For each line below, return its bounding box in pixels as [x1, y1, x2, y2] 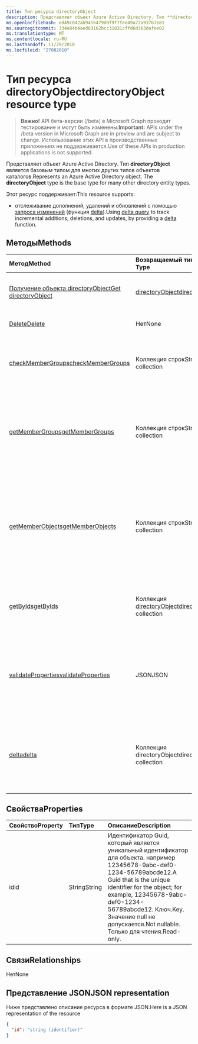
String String [68, 883, 102, 891]
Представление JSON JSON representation [6, 988, 170, 998]
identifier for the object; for [107, 883, 183, 891]
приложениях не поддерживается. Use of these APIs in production [20, 143, 185, 150]
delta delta [9, 751, 37, 759]
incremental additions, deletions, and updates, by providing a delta [14, 214, 177, 222]
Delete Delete [9, 319, 45, 328]
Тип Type [68, 822, 94, 830]
